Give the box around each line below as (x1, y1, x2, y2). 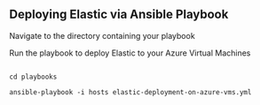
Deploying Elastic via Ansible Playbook (9, 7, 229, 22)
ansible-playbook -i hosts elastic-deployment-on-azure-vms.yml (9, 87, 252, 96)
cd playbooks (9, 72, 58, 81)
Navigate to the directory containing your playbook (9, 30, 195, 41)
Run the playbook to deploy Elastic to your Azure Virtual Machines (9, 48, 251, 58)
